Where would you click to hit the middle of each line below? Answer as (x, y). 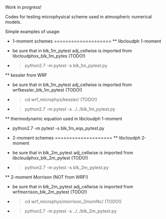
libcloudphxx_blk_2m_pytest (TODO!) (50, 158)
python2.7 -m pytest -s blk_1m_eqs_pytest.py (58, 128)
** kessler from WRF (26, 75)
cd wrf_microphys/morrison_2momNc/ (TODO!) (73, 201)
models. (13, 22)
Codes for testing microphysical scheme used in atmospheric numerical (79, 17)
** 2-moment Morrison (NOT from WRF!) (47, 177)
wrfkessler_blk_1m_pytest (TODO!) (47, 90)
